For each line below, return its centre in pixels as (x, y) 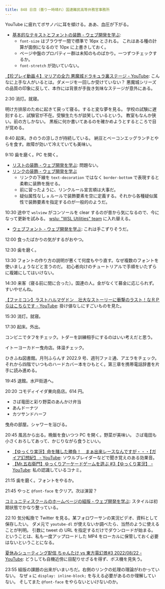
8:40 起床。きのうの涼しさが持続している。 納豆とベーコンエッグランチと (80, 138)
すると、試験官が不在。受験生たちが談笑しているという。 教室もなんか (81, 115)
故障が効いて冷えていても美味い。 (60, 144)
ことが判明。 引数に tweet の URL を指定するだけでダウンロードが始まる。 (80, 530)
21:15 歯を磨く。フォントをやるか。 (41, 480)
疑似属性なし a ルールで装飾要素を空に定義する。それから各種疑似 (86, 196)
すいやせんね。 (20, 289)
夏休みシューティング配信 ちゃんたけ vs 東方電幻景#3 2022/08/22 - (74, 553)
